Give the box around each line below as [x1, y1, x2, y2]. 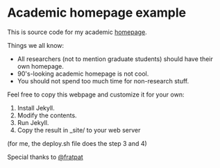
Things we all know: [7, 41, 65, 49]
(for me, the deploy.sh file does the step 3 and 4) [7, 139, 147, 147]
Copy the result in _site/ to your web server [17, 126, 141, 134]
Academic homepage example [7, 5, 186, 21]
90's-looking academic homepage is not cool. [17, 69, 149, 78]
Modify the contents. [17, 111, 78, 119]
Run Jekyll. [17, 118, 49, 126]
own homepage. [17, 62, 65, 70]
